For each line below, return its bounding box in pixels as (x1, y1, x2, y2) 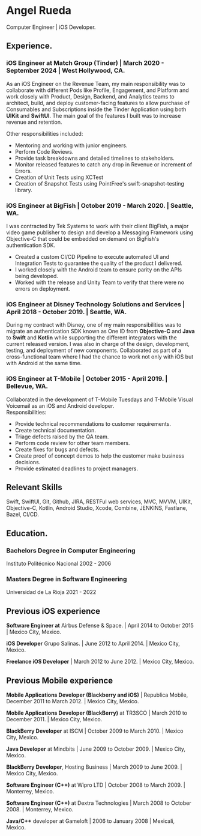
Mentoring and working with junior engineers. (14, 142, 128, 149)
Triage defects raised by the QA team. (14, 433, 109, 440)
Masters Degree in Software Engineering (6, 575, 127, 583)
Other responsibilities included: (6, 130, 83, 137)
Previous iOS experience (6, 606, 101, 616)
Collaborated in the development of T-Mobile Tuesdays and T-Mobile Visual (6, 396, 194, 403)
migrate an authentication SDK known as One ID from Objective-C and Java (6, 328, 195, 335)
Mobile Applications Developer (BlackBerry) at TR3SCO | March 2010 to (6, 709, 188, 716)
